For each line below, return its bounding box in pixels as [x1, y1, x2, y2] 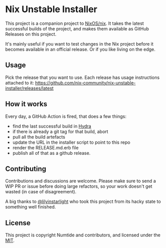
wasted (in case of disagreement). [5, 189, 77, 195]
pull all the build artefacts [12, 134, 66, 140]
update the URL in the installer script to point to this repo [12, 139, 130, 145]
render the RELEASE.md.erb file [12, 144, 79, 150]
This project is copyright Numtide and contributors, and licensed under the [5, 232, 160, 238]
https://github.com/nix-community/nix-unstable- [35, 79, 136, 86]
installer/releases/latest [5, 85, 54, 91]
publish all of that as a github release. [12, 150, 91, 156]
